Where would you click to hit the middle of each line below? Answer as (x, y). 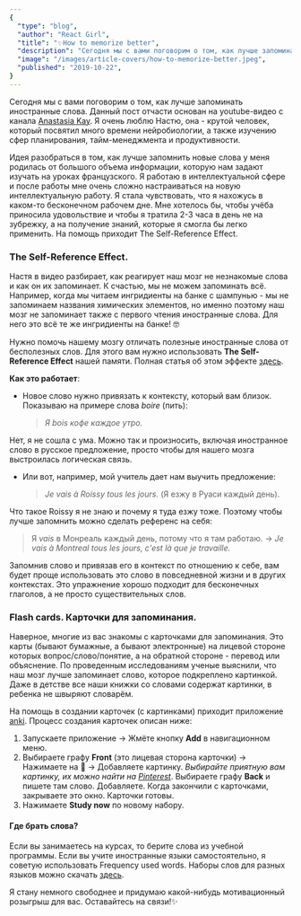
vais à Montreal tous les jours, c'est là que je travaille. (131, 548)
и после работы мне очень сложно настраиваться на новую (125, 186)
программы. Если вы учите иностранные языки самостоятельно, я (138, 855)
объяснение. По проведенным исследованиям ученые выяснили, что (143, 665)
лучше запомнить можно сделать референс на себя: (111, 521)
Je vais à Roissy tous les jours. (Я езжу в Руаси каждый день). (162, 494)
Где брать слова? (44, 825)
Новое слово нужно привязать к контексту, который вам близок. (147, 396)
